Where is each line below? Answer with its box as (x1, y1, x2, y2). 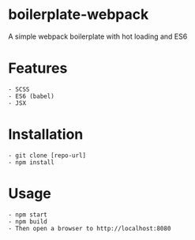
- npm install (8, 158, 55, 167)
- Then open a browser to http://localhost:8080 (8, 224, 171, 232)
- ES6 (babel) (8, 92, 55, 100)
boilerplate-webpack (8, 6, 149, 24)
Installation (8, 126, 84, 144)
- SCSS (8, 85, 30, 93)
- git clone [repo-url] (8, 152, 87, 159)
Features (8, 59, 68, 77)
